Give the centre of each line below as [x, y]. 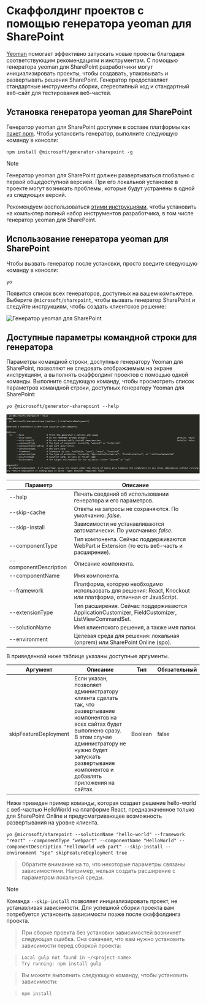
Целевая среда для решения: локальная [127, 636]
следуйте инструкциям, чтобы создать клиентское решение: [86, 306]
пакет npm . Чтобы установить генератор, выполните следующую [92, 133]
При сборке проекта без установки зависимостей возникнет [101, 932]
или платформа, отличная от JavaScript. [126, 597]
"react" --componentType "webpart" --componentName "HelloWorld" [91, 840]
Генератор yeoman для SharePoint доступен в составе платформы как [98, 127]
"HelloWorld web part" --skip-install [114, 847]
